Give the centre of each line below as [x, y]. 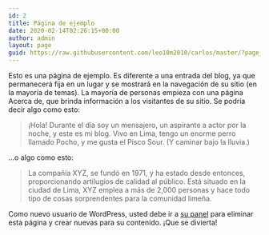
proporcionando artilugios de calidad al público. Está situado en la [137, 181]
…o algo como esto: [41, 157]
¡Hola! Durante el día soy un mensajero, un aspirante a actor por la [137, 125]
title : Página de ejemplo [51, 23]
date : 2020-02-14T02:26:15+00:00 [64, 30]
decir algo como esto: [44, 110]
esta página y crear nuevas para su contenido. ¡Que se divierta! [113, 222]
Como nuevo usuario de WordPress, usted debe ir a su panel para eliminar [131, 214]
